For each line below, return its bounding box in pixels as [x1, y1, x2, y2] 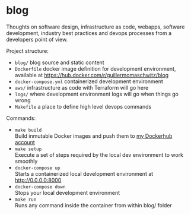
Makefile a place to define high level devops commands [14, 103, 152, 110]
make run [14, 197, 37, 203]
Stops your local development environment [14, 189, 120, 196]
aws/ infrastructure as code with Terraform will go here [14, 84, 149, 91]
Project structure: [6, 47, 49, 54]
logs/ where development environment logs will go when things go [14, 90, 179, 97]
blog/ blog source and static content [14, 59, 105, 66]
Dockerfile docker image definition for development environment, [14, 65, 176, 72]
